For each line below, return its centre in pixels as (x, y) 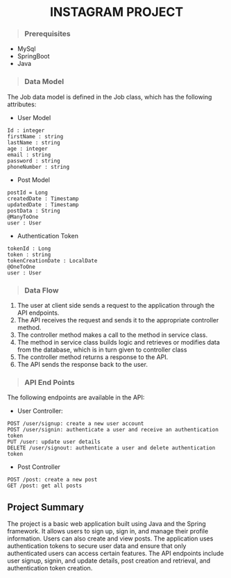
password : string (34, 160)
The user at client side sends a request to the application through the (116, 306)
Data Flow (41, 290)
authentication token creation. (50, 568)
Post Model (34, 180)
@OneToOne (22, 267)
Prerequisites (47, 34)
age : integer (28, 149)
